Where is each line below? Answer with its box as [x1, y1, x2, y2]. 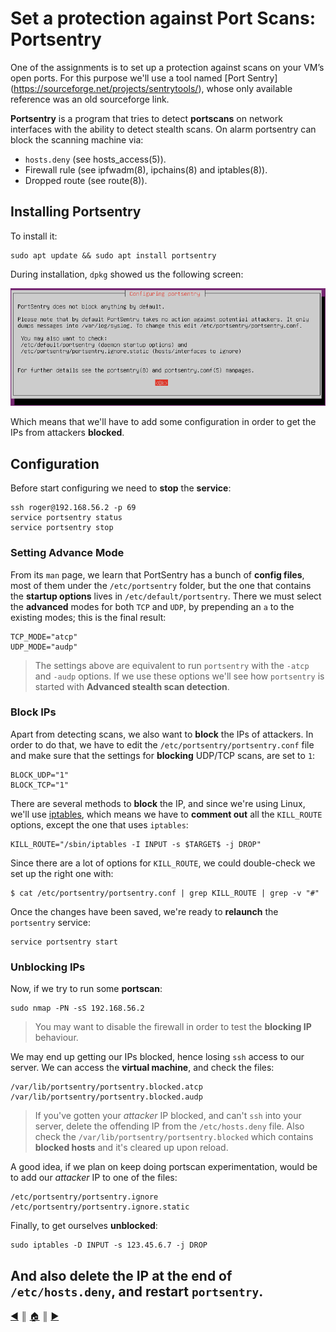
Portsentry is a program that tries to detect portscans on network [10, 112, 283, 124]
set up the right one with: [10, 867, 114, 879]
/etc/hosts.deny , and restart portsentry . [10, 1283, 264, 1300]
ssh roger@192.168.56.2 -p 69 [10, 503, 137, 513]
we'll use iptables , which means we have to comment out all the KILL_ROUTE [10, 808, 323, 820]
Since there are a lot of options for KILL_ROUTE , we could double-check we [10, 857, 316, 869]
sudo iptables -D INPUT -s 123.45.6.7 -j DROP [10, 1240, 208, 1251]
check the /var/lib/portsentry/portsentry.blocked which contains [34, 1131, 314, 1143]
